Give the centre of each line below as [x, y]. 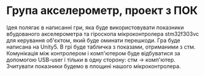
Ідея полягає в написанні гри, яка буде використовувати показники [95, 27]
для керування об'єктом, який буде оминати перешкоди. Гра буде [94, 40]
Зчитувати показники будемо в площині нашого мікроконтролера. [94, 66]
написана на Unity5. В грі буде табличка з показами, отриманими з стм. [101, 47]
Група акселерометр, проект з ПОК [102, 11]
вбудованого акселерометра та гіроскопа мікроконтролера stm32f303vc [103, 33]
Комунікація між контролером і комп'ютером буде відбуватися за [93, 53]
